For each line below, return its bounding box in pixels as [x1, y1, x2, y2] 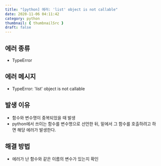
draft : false [5, 25, 31, 30]
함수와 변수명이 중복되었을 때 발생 [12, 115, 76, 121]
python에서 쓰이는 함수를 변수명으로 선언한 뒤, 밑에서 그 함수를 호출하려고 [12, 121, 151, 126]
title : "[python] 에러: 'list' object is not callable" [5, 7, 118, 12]
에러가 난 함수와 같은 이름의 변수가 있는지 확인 [12, 156, 99, 162]
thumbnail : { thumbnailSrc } [5, 20, 64, 26]
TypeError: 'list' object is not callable [12, 86, 85, 91]
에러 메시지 [5, 73, 36, 81]
